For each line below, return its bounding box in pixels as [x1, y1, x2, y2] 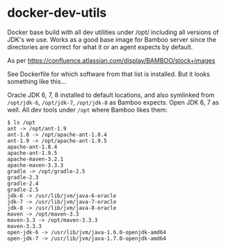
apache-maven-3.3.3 [7, 162, 64, 169]
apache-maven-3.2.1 [7, 156, 64, 163]
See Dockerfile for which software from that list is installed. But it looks [7, 70, 210, 78]
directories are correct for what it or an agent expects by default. [7, 43, 193, 51]
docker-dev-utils [7, 5, 107, 21]
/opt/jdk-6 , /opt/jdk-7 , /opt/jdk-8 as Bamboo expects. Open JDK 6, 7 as [7, 98, 219, 106]
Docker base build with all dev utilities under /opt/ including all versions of [7, 28, 219, 36]
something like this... [7, 77, 67, 85]
